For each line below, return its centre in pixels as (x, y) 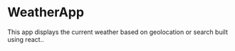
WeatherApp (46, 12)
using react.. (26, 39)
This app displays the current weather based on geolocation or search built (118, 32)
